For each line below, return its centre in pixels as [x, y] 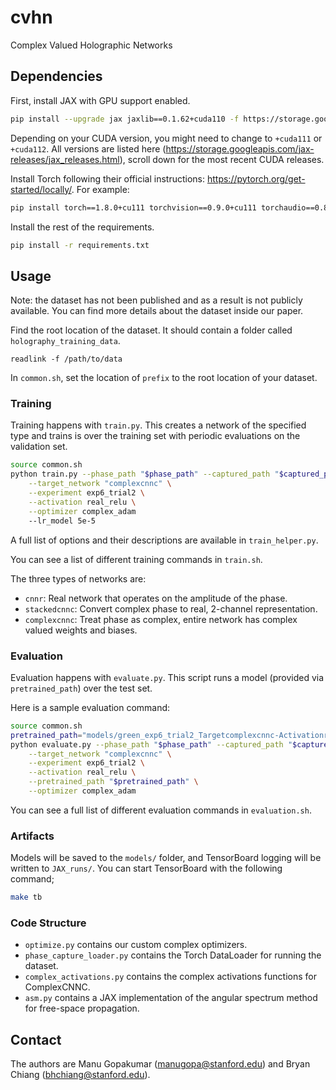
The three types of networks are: [78, 578]
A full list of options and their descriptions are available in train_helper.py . [164, 540]
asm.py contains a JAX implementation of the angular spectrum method [171, 998]
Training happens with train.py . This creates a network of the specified [158, 425]
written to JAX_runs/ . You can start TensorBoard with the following [146, 868]
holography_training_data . [65, 341]
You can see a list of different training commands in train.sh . [136, 559]
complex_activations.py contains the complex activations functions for [170, 977]
